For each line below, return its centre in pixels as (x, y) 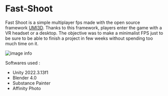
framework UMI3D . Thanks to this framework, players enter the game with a (83, 27)
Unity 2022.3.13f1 (30, 72)
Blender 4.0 (24, 78)
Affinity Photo (27, 88)
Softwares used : (23, 63)
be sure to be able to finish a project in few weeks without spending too (79, 38)
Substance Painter (32, 83)
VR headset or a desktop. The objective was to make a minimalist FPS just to (84, 33)
